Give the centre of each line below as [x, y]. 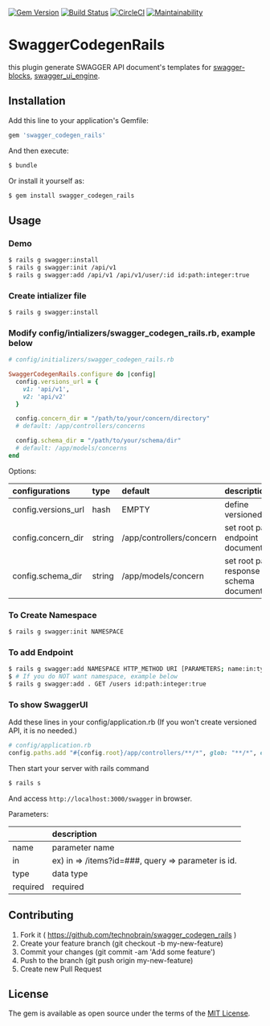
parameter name [83, 847]
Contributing [41, 915]
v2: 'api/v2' [45, 397]
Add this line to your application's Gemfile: [78, 120]
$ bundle [23, 165]
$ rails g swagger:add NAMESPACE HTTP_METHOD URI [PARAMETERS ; [117, 669]
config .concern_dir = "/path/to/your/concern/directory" [113, 418]
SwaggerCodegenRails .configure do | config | [82, 374]
